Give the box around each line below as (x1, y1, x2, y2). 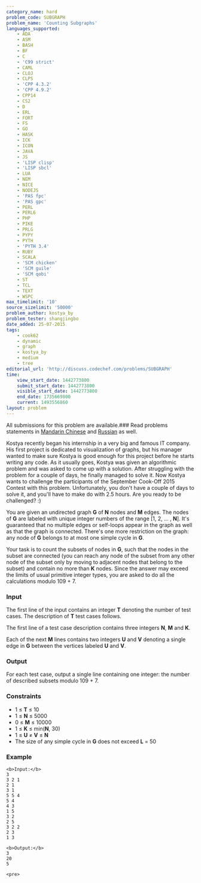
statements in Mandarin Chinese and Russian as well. (6, 427, 138, 435)
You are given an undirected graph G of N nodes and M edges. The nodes (6, 508, 189, 516)
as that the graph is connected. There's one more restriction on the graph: (6, 528, 190, 535)
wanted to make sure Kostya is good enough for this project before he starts (6, 452, 194, 459)
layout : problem (6, 405, 47, 411)
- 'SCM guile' (17, 265, 52, 272)
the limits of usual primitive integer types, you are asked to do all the (6, 571, 175, 578)
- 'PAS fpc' (17, 193, 47, 199)
